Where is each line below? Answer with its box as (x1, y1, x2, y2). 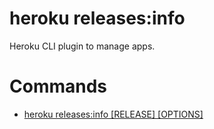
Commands (9, 75, 108, 98)
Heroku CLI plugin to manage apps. (9, 40, 156, 52)
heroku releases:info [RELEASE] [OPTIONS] (23, 108, 204, 120)
